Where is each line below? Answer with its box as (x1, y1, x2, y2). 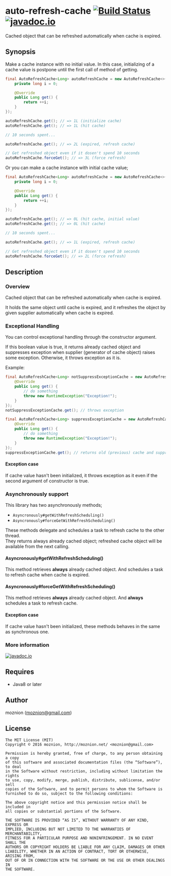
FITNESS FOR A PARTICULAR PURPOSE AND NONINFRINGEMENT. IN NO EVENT (5, 836, 154, 841)
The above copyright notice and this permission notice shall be (5, 800, 147, 805)
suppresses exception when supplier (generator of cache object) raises (5, 349, 155, 355)
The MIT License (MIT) (5, 737, 53, 743)
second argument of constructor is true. (5, 478, 89, 484)
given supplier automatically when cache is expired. (5, 310, 115, 316)
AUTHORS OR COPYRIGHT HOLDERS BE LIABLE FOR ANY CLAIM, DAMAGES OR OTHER (5, 844, 165, 850)
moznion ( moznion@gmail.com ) (5, 709, 72, 716)
